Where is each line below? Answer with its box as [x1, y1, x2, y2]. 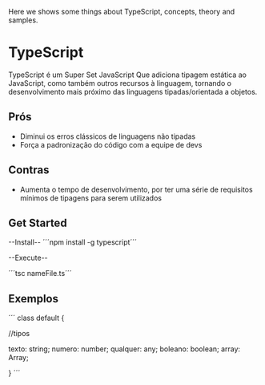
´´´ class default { [8, 313, 65, 323]
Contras [8, 164, 50, 177]
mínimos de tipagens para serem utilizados [19, 192, 163, 203]
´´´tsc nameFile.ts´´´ [8, 269, 72, 278]
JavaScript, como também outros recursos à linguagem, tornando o [8, 78, 232, 87]
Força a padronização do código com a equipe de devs [19, 140, 203, 149]
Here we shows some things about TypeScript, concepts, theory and [8, 7, 235, 16]
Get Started [8, 216, 67, 229]
